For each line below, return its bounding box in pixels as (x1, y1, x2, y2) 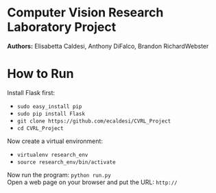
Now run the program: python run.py (7, 170, 111, 179)
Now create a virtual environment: (7, 137, 103, 145)
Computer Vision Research (7, 5, 164, 21)
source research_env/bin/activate (16, 159, 116, 166)
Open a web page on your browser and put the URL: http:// (7, 178, 178, 186)
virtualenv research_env (16, 151, 88, 158)
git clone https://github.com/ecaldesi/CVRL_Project (16, 118, 171, 125)
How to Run (7, 66, 74, 81)
